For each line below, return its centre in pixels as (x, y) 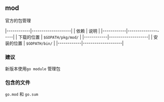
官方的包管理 (18, 20)
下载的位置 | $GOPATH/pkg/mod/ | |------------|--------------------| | (85, 37)
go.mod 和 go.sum (22, 94)
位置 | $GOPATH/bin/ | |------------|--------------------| (69, 43)
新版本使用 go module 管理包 (33, 69)
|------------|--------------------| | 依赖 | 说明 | (53, 31)
